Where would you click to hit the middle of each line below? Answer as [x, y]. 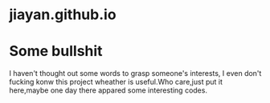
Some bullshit [56, 51]
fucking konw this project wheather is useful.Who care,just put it [116, 82]
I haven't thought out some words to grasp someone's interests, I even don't [135, 73]
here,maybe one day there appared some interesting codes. [108, 90]
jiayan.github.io [63, 15]
